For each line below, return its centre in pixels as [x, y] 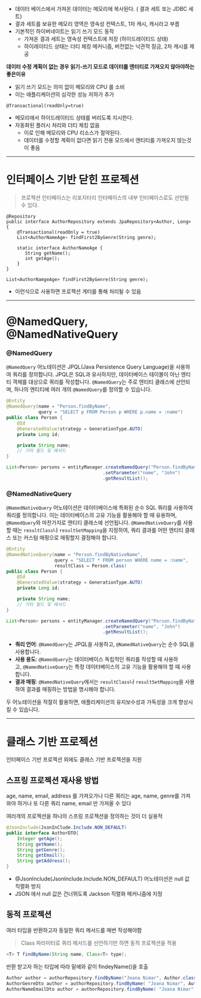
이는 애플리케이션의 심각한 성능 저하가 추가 [65, 94]
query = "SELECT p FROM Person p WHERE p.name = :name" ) [111, 412]
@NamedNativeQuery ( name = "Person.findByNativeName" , [75, 554]
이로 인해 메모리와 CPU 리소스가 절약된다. [72, 133]
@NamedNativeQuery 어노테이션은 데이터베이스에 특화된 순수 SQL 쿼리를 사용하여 [100, 508]
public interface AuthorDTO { [42, 833]
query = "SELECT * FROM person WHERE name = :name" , [121, 560]
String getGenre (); [41, 850]
